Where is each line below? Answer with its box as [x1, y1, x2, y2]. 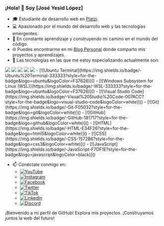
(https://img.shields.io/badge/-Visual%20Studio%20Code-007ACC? [5, 94, 144, 100]
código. [12, 41, 28, 47]
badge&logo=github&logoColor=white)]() [5, 120, 89, 126]
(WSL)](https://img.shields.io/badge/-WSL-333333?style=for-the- [17, 83, 153, 89]
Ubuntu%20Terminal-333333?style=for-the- [5, 73, 97, 79]
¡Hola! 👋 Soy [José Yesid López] [5, 4, 83, 11]
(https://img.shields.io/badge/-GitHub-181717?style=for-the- [5, 115, 128, 121]
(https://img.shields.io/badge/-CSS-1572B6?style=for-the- [5, 136, 125, 142]
